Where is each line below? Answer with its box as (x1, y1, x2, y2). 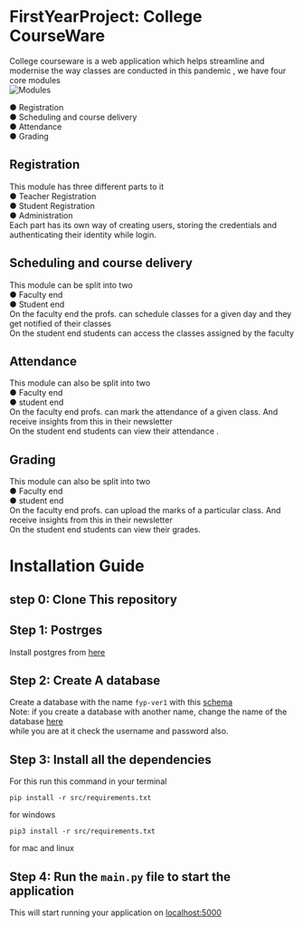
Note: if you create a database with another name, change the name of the (9, 706, 288, 717)
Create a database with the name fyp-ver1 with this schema (9, 697, 233, 708)
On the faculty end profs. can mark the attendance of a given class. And (9, 406, 279, 417)
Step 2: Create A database (9, 673, 161, 688)
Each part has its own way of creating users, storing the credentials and (9, 219, 278, 230)
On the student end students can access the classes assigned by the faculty (9, 328, 295, 339)
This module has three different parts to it (9, 181, 165, 192)
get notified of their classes (9, 318, 111, 329)
